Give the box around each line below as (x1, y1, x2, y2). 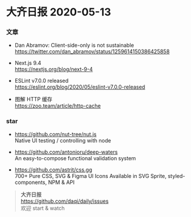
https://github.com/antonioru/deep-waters (14, 148, 118, 156)
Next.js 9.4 (14, 60, 41, 67)
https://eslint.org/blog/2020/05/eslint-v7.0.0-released (14, 83, 146, 90)
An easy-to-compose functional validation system (14, 154, 136, 161)
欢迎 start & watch (20, 205, 65, 212)
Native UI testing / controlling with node (14, 137, 111, 144)
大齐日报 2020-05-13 (6, 5, 111, 19)
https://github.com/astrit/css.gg (14, 166, 93, 173)
